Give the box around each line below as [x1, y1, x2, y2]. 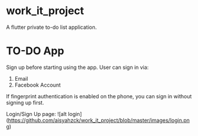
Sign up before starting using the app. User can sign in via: [6, 64, 149, 71]
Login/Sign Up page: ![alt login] [6, 110, 82, 117]
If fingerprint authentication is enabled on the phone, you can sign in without [6, 92, 192, 99]
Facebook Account [14, 81, 61, 88]
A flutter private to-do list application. [6, 24, 97, 31]
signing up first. [6, 99, 44, 106]
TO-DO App [6, 44, 65, 58]
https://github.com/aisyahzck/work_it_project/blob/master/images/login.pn [8, 117, 190, 124]
